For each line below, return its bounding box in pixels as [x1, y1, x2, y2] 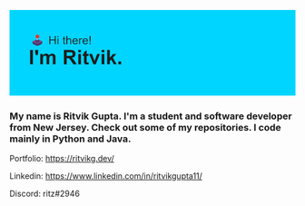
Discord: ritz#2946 [9, 188, 80, 200]
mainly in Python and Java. [9, 132, 132, 145]
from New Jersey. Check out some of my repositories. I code [9, 122, 281, 134]
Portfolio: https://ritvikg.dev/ [9, 153, 115, 164]
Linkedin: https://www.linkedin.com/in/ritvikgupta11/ [9, 171, 202, 181]
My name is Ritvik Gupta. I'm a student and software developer [9, 110, 292, 123]
